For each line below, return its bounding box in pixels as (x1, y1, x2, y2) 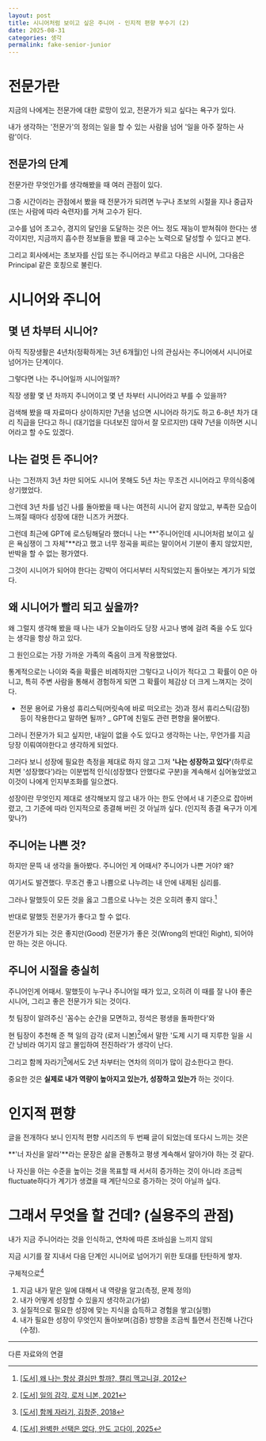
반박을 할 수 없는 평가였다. (8, 548, 89, 558)
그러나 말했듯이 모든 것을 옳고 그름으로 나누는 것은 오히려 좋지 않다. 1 (8, 894, 218, 904)
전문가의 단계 (8, 158, 69, 171)
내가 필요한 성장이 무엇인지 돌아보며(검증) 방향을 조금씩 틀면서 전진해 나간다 (19, 1315, 253, 1325)
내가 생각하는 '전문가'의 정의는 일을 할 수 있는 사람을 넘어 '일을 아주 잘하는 (8, 122, 236, 131)
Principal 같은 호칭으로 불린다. (8, 260, 103, 269)
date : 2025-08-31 (8, 26, 66, 34)
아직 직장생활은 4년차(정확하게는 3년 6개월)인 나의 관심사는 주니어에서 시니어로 (8, 347, 253, 356)
